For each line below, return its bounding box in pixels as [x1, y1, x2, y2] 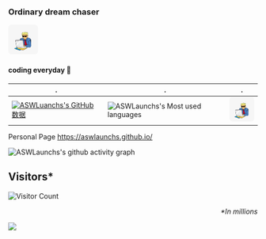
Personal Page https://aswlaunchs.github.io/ [8, 131, 153, 141]
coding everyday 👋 [8, 65, 71, 74]
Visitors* [8, 170, 54, 184]
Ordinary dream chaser [8, 6, 100, 17]
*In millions [220, 207, 258, 216]
